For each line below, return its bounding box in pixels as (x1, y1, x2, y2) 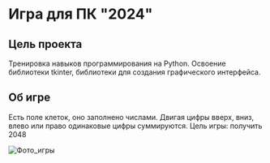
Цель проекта (8, 37, 83, 51)
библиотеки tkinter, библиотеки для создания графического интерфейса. (8, 67, 261, 77)
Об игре (8, 91, 51, 105)
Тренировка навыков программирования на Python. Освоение (8, 58, 226, 68)
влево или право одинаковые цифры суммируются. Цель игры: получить (8, 121, 263, 131)
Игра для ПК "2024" (8, 5, 153, 24)
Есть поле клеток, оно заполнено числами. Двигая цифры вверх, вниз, (8, 112, 255, 122)
